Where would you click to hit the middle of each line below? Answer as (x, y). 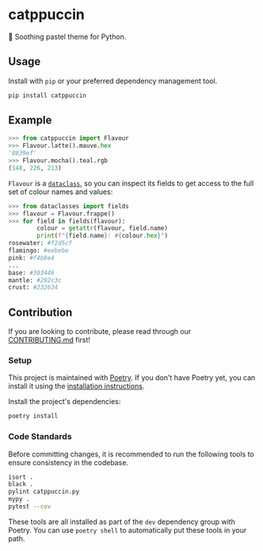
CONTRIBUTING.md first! (50, 340)
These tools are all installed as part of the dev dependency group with (122, 522)
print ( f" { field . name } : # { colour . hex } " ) (103, 236)
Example (30, 120)
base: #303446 (32, 273)
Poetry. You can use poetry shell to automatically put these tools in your (128, 530)
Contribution (40, 312)
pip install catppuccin (48, 95)
